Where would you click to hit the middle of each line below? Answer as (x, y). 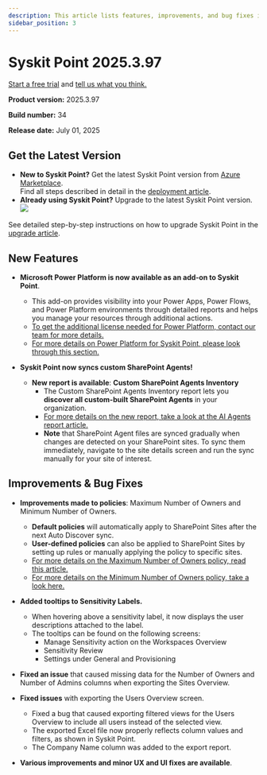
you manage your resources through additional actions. (122, 318)
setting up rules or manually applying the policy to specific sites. (137, 552)
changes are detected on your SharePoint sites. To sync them (144, 442)
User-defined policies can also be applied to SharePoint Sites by (138, 543)
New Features (43, 258)
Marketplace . (41, 183)
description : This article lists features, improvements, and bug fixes (131, 15)
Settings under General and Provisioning (110, 659)
